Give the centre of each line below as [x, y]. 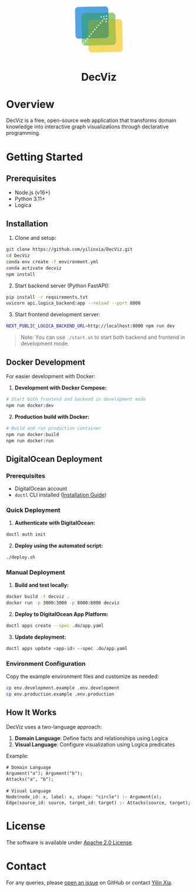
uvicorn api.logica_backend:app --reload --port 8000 [74, 303]
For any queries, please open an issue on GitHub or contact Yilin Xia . [89, 883]
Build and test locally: [41, 585]
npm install [21, 274]
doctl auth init [26, 534]
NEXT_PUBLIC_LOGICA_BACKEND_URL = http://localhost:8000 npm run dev [91, 326]
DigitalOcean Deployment [54, 459]
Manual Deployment [36, 573]
